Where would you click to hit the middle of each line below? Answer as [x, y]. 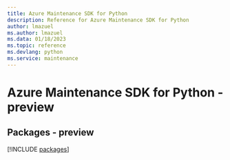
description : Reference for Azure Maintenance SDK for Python [98, 20]
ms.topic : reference [37, 46]
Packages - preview [51, 133]
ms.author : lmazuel [35, 33]
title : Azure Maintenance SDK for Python [67, 13]
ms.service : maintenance [43, 59]
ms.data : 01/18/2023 [37, 39]
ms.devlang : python [35, 52]
